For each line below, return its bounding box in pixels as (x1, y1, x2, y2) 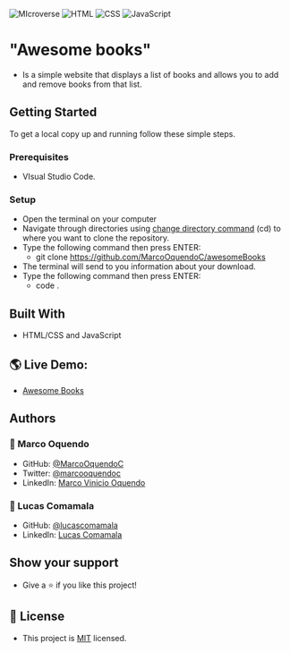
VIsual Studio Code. (21, 171, 96, 182)
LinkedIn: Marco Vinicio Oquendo (21, 477, 146, 487)
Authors (9, 411, 56, 427)
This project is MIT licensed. (21, 632, 127, 643)
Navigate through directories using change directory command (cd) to (21, 224, 282, 234)
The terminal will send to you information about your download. (21, 261, 257, 272)
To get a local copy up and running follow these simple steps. (9, 128, 235, 139)
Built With (9, 306, 65, 321)
